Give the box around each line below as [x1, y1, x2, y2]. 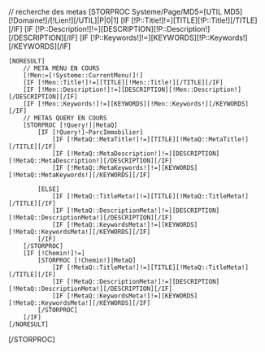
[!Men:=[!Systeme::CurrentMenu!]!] [23, 72, 144, 80]
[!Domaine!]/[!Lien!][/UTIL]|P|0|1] [8, 15, 119, 25]
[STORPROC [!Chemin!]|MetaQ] [37, 256, 137, 264]
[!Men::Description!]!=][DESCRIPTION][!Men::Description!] [37, 85, 242, 93]
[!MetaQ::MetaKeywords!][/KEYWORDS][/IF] [8, 171, 151, 179]
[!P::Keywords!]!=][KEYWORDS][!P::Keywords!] [90, 33, 248, 42]
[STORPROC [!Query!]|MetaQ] [23, 121, 118, 129]
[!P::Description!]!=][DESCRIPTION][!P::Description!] [35, 24, 211, 33]
